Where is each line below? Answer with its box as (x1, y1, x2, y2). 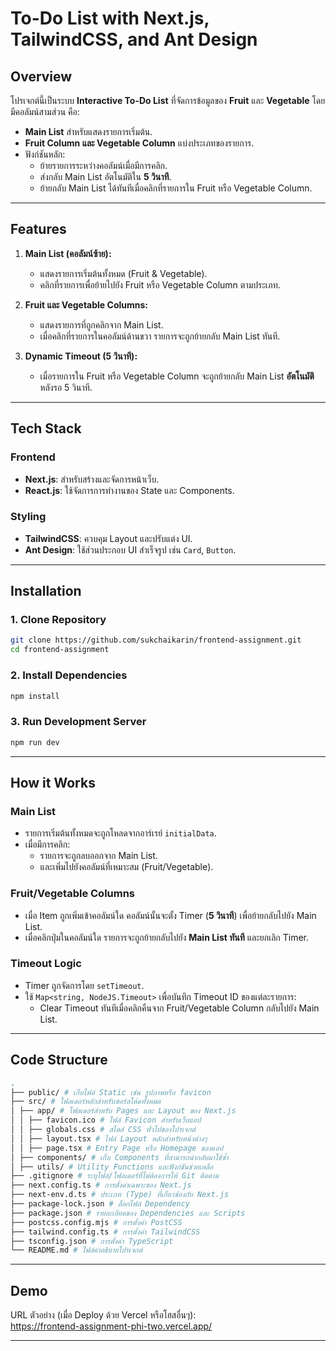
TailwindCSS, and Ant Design (10, 28, 258, 51)
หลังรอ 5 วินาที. (39, 381, 93, 393)
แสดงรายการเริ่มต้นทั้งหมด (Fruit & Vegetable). (39, 267, 208, 279)
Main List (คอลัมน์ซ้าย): (24, 247, 112, 259)
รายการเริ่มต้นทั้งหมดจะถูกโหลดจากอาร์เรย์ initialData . (24, 827, 217, 839)
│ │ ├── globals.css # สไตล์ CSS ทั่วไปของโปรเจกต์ (10, 1125, 196, 1135)
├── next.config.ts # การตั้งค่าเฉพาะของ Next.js (10, 1180, 192, 1191)
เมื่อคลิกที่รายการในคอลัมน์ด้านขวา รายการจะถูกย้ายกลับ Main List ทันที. (39, 330, 281, 342)
